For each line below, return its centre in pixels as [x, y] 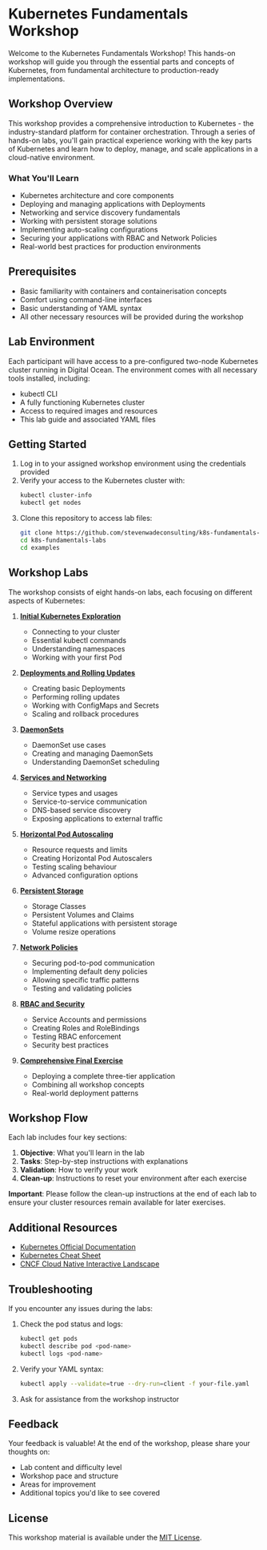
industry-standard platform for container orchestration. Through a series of [132, 131]
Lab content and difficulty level [71, 1467]
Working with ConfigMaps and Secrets [96, 705]
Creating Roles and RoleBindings [86, 1027]
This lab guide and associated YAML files [88, 419]
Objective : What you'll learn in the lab [82, 1153]
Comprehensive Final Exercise [72, 1060]
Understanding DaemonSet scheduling [96, 761]
